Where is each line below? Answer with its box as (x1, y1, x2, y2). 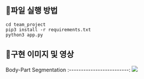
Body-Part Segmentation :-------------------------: (5, 66, 131, 73)
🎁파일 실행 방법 (5, 5, 58, 16)
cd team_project (5, 21, 46, 28)
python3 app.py (5, 32, 43, 38)
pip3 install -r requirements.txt (5, 27, 92, 32)
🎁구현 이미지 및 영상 (5, 50, 74, 60)
